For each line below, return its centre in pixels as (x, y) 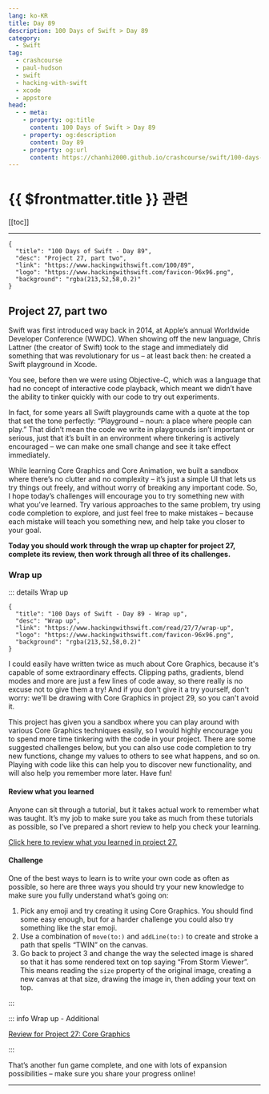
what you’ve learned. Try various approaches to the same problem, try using (134, 505)
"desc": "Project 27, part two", (71, 258)
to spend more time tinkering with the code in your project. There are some (132, 739)
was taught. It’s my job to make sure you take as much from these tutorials (131, 817)
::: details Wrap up (38, 592)
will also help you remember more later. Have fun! (90, 773)
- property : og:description (69, 135)
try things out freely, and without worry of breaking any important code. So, (133, 487)
